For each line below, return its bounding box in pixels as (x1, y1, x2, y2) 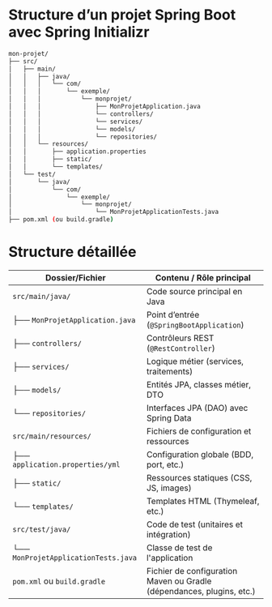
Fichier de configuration (146, 566, 238, 576)
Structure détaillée (8, 243, 137, 261)
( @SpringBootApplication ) (146, 319, 244, 330)
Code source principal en (146, 286, 243, 297)
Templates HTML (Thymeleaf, (146, 496, 260, 507)
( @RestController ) (146, 343, 216, 353)
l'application (146, 553, 193, 563)
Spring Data (146, 413, 192, 423)
